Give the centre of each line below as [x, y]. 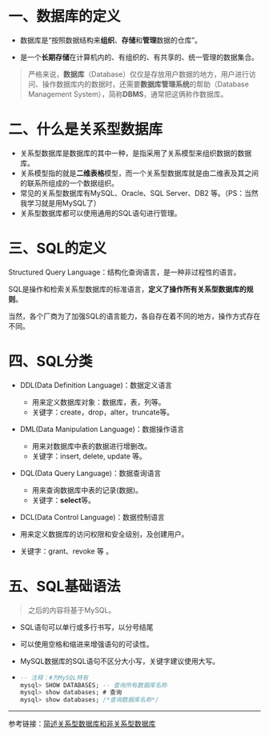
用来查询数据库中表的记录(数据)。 [87, 490]
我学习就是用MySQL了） [60, 203]
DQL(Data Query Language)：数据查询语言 [90, 473]
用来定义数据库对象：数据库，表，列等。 [98, 402]
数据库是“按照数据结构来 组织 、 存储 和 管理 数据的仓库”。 [111, 40]
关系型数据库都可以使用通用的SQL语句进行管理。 [100, 213]
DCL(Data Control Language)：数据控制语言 [92, 517]
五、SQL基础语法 [64, 586]
